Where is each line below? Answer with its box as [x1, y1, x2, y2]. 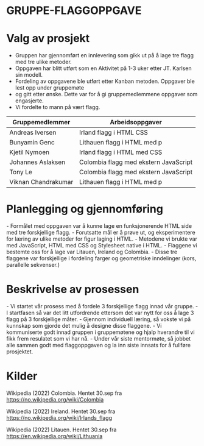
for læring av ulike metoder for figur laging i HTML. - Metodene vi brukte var [6, 235, 198, 242]
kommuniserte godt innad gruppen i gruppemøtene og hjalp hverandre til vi [6, 328, 195, 336]
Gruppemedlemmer [12, 118, 71, 127]
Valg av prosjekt [6, 32, 90, 46]
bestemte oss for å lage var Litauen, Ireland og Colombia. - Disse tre [6, 248, 178, 256]
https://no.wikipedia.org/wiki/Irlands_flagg [6, 414, 113, 421]
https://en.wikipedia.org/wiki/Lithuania [6, 432, 103, 439]
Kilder [6, 369, 38, 383]
